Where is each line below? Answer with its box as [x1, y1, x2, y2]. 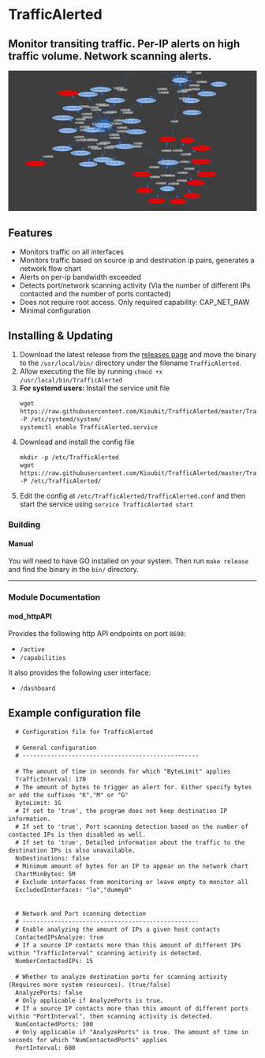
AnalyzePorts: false [15, 989, 83, 997]
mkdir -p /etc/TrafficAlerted [19, 454, 120, 461]
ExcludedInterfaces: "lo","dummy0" [15, 887, 132, 894]
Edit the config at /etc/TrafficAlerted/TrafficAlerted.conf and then [19, 491, 246, 501]
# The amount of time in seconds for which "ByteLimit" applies [15, 768, 231, 776]
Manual [8, 539, 34, 548]
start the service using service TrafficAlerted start [19, 499, 194, 509]
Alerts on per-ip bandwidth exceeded [19, 273, 142, 282]
